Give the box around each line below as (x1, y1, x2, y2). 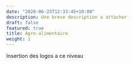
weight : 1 (6, 36, 31, 42)
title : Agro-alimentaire (6, 31, 68, 37)
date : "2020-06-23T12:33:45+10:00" (6, 8, 95, 15)
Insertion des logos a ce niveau (6, 53, 84, 59)
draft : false (6, 19, 39, 25)
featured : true (6, 25, 44, 31)
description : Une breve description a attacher (6, 14, 128, 20)
